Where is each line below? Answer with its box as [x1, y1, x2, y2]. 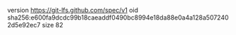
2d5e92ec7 [7, 21, 41, 29]
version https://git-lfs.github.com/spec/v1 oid [7, 6, 139, 14]
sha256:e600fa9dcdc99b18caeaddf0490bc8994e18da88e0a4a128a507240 [7, 13, 229, 22]
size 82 [42, 21, 63, 29]
